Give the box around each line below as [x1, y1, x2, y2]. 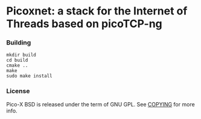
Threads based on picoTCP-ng [6, 17, 163, 31]
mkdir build [6, 52, 36, 58]
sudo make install [6, 73, 53, 79]
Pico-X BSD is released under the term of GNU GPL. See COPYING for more [6, 100, 195, 108]
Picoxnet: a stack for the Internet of [6, 4, 188, 18]
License [6, 87, 30, 96]
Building [6, 38, 31, 47]
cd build [6, 57, 28, 64]
